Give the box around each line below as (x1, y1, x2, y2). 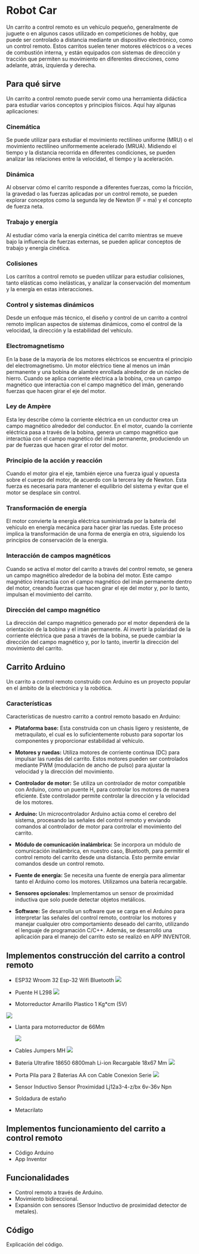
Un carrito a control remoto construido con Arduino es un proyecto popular (6, 678, 191, 685)
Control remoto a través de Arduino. (14, 1189, 103, 1196)
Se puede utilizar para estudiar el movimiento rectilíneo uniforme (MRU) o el (6, 136, 193, 144)
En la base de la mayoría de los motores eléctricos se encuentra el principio (6, 355, 193, 362)
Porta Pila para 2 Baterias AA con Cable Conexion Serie (14, 1071, 152, 1078)
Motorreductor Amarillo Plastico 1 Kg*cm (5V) (14, 1000, 127, 1007)
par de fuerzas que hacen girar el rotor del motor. (6, 441, 128, 448)
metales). (14, 1208, 38, 1215)
